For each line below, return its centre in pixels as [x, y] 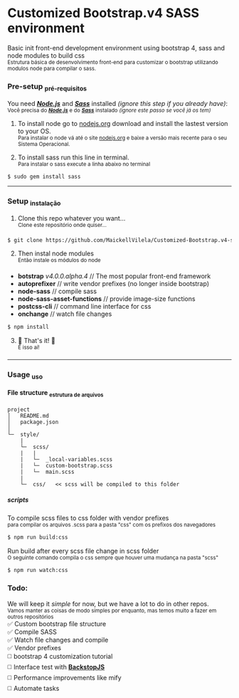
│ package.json [33, 422]
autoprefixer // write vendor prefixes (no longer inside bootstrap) [113, 284]
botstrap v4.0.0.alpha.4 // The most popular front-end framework [114, 276]
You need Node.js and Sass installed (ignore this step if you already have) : [118, 103]
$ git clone [25, 240]
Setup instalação [34, 202]
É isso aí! [29, 347]
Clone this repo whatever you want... [71, 218]
